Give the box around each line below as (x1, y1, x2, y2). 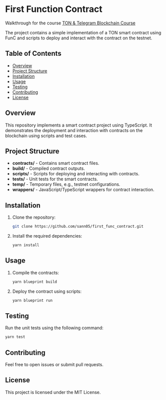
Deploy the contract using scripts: (12, 288, 82, 294)
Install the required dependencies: (12, 233, 83, 239)
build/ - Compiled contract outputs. (12, 165, 85, 171)
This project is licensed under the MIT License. (5, 389, 101, 395)
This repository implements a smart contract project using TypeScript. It (5, 122, 152, 128)
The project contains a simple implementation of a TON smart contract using (5, 29, 162, 35)
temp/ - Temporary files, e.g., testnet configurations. (12, 181, 120, 187)
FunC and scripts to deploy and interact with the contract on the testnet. (5, 35, 153, 41)
